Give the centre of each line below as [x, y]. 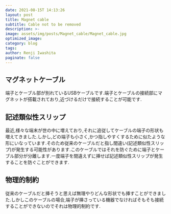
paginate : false [22, 58]
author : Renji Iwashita [31, 53]
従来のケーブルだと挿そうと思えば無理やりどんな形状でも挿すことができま [83, 193]
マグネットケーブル [35, 80]
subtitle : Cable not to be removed [43, 24]
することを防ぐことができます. [38, 162]
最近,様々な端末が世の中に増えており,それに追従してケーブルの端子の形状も [84, 130]
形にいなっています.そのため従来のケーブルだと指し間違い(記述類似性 [78, 143]
